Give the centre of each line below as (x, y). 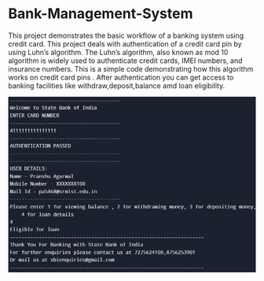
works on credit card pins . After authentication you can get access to (121, 77)
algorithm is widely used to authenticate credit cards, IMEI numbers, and (125, 61)
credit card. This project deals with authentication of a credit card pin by (125, 43)
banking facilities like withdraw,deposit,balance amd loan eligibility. (117, 85)
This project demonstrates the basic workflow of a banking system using (126, 35)
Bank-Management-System (101, 14)
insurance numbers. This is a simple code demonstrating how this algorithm (131, 68)
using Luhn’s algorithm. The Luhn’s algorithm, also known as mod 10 (118, 52)
